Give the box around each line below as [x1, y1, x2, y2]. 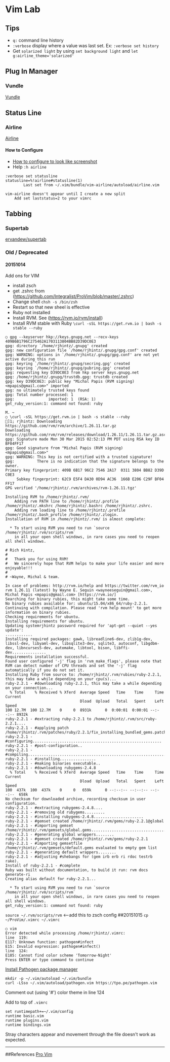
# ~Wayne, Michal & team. [5, 575, 60, 580]
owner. [5, 463, 19, 469]
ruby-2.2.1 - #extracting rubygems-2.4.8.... [5, 806, 103, 811]
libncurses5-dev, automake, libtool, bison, [16, 646, 112, 651]
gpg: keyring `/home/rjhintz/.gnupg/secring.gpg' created [5, 361, 130, 367]
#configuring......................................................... [5, 739, 162, 744]
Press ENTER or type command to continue [5, 957, 94, 963]
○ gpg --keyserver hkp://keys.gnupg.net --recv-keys [5, 335, 119, 340]
